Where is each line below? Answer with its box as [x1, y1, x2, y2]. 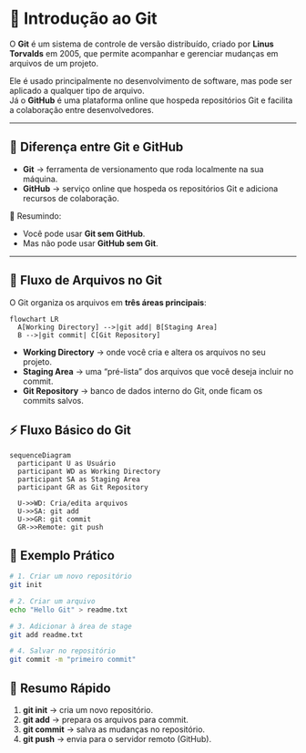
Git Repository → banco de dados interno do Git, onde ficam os [22, 385, 263, 396]
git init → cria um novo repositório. [22, 705, 153, 715]
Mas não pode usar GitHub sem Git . [22, 237, 159, 249]
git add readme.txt [9, 630, 84, 639]
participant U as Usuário [17, 459, 117, 469]
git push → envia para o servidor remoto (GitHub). [22, 734, 212, 744]
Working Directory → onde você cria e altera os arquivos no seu [22, 346, 266, 357]
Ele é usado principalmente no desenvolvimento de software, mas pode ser [9, 75, 293, 86]
